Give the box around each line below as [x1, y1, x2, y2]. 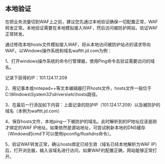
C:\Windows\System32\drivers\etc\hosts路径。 [5, 91, 100, 97]
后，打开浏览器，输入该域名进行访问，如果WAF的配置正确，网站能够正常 [5, 147, 153, 153]
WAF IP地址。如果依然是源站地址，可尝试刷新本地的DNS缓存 [22, 125, 146, 131]
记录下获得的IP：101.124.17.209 [5, 74, 67, 80]
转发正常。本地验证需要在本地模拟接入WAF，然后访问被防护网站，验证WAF [5, 25, 158, 31]
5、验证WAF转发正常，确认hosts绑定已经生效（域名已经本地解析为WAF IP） [5, 141, 160, 147]
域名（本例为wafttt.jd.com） [5, 108, 63, 114]
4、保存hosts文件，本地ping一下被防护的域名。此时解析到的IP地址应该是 [5, 118, 153, 124]
